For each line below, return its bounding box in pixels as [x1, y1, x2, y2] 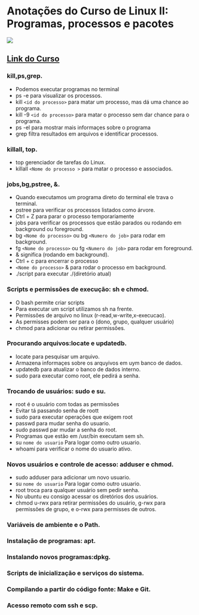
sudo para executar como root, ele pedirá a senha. [15, 372, 140, 379]
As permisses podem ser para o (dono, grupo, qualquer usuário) [15, 318, 174, 325]
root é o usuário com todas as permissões [15, 401, 120, 408]
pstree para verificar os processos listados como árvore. [15, 206, 155, 214]
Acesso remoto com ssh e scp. [7, 601, 98, 610]
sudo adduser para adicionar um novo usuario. [15, 474, 131, 481]
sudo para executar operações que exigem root [15, 413, 133, 421]
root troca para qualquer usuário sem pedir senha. [15, 487, 140, 494]
